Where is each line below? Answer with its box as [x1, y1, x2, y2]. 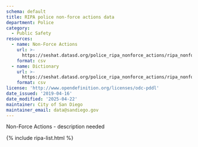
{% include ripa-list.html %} [6, 135, 74, 142]
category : [6, 25, 31, 31]
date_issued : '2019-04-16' [6, 91, 72, 96]
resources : [6, 36, 33, 42]
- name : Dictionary [11, 63, 60, 69]
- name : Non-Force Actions [11, 42, 78, 48]
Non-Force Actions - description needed [6, 123, 105, 130]
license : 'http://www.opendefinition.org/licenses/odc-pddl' [6, 85, 160, 91]
